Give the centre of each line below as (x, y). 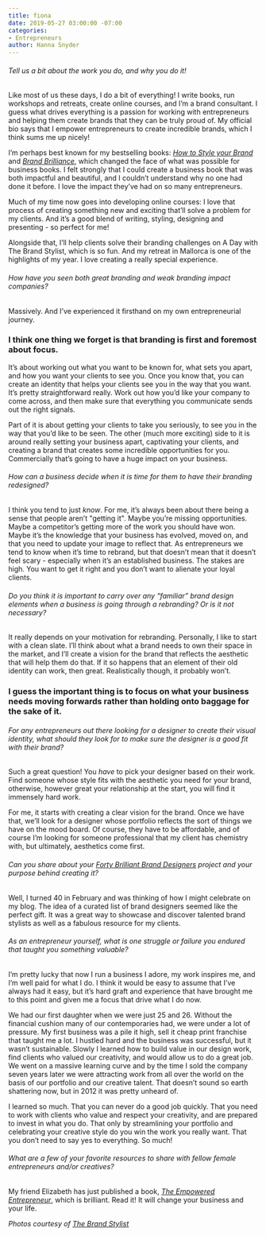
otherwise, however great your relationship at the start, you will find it (122, 788)
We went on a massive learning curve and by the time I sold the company (128, 1065)
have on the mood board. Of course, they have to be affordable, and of (124, 829)
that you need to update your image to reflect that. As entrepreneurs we (126, 544)
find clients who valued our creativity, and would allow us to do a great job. (131, 1057)
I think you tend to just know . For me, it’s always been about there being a (129, 510)
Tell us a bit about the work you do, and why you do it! (97, 70)
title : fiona (30, 15)
